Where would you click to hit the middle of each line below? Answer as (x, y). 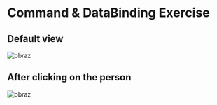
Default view (35, 39)
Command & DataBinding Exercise (108, 13)
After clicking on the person (69, 77)
